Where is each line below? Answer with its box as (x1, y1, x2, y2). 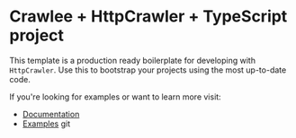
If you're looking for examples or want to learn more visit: (9, 91, 222, 102)
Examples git (22, 118, 70, 129)
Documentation (22, 108, 80, 119)
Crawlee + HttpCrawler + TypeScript (9, 6, 288, 27)
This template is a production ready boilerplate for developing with (9, 55, 256, 65)
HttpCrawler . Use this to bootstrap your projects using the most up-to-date (9, 65, 287, 75)
